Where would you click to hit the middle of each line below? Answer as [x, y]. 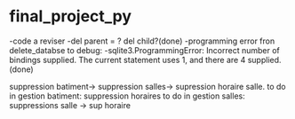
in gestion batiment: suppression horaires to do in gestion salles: [128, 96]
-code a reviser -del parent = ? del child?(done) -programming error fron [142, 41]
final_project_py [70, 16]
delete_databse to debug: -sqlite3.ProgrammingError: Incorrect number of [144, 50]
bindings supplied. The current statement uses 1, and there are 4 [128, 59]
